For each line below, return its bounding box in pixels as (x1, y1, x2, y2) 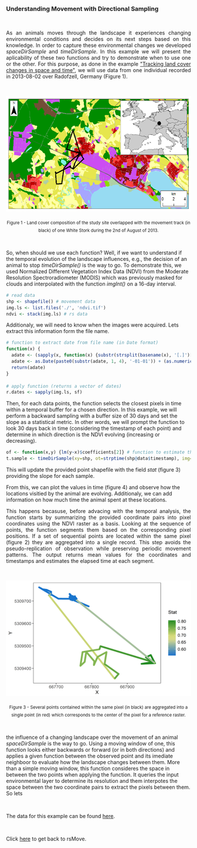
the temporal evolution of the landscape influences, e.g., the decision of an (6, 255, 188, 262)
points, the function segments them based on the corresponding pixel (6, 527, 191, 534)
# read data (6, 292, 35, 298)
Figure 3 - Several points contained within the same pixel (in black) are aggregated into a (9, 704, 188, 710)
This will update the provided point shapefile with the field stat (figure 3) (6, 466, 181, 473)
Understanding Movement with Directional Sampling (6, 5, 159, 13)
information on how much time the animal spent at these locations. (6, 496, 167, 503)
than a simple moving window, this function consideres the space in (6, 765, 170, 772)
